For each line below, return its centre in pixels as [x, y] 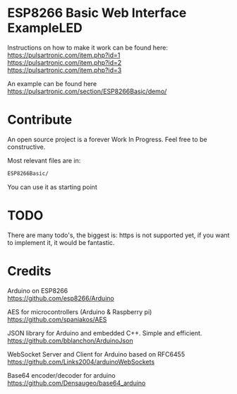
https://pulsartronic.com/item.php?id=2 [65, 62]
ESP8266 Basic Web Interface [97, 13]
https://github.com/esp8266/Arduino [61, 298]
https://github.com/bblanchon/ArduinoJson [70, 340]
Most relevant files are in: [44, 160]
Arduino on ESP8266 [38, 290]
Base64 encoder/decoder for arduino [61, 375]
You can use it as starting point [52, 187]
